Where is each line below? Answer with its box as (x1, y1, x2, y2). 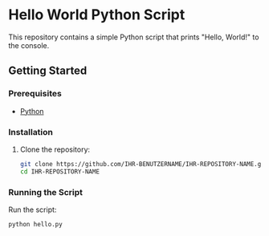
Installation (8, 126, 54, 137)
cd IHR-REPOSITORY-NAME (19, 167, 100, 176)
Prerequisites (8, 88, 62, 100)
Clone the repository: (19, 144, 91, 154)
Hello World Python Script (8, 6, 185, 24)
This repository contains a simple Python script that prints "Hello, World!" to (8, 32, 259, 42)
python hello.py (8, 220, 63, 228)
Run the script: (8, 205, 57, 214)
